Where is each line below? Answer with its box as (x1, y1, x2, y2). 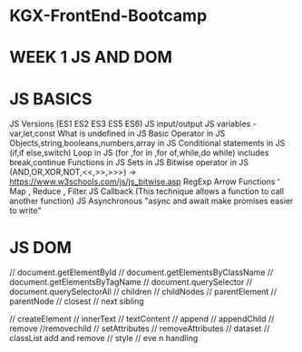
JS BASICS (9, 88, 93, 109)
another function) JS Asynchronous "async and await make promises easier (9, 196, 294, 207)
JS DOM (9, 237, 73, 258)
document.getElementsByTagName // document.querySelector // (9, 277, 252, 288)
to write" (9, 205, 42, 216)
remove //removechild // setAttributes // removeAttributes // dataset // (9, 323, 270, 334)
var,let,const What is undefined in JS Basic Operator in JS (9, 128, 226, 139)
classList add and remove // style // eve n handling (9, 333, 199, 344)
